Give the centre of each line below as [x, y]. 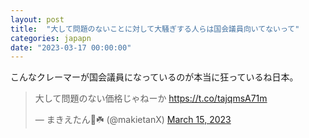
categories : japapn [51, 38]
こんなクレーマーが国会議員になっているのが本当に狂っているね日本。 [154, 77]
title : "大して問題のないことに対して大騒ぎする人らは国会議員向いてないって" [155, 29]
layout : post [37, 19]
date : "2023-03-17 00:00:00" [71, 47]
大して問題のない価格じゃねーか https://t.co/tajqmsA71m [151, 98]
